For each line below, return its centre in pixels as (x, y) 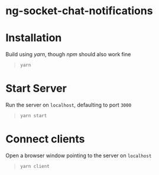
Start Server (36, 88)
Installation (34, 38)
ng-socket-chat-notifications (79, 11)
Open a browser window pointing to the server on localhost (79, 155)
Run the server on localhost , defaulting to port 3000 (69, 105)
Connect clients (45, 139)
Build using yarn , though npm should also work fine (68, 54)
